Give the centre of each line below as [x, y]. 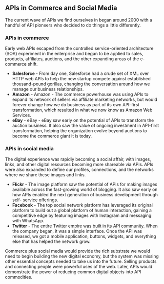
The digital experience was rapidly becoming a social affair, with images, [78, 159]
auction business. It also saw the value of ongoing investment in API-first [85, 126]
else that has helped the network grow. [51, 241]
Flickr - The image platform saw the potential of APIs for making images [85, 184]
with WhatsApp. [28, 221]
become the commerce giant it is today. [52, 136]
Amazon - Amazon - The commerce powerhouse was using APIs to [80, 95]
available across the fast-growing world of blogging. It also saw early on [85, 189]
